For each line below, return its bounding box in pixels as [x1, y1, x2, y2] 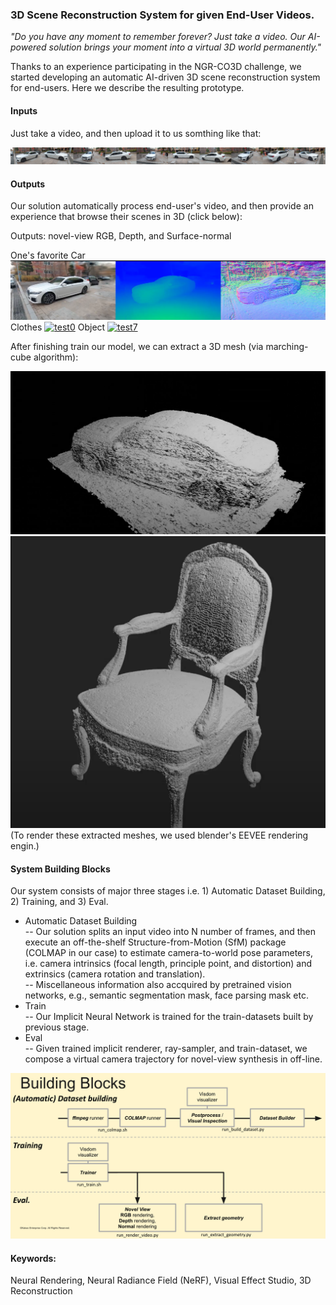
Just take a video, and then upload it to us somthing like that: [10, 127, 262, 139]
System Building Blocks [10, 863, 111, 875]
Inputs [10, 104, 38, 117]
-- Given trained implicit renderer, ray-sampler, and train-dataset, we [24, 1043, 308, 1055]
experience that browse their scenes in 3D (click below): [10, 211, 243, 223]
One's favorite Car [10, 249, 86, 262]
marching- [265, 341, 309, 353]
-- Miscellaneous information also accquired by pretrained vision [24, 979, 292, 991]
